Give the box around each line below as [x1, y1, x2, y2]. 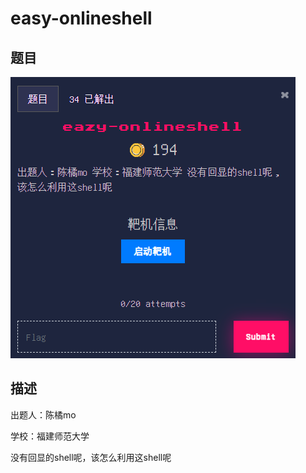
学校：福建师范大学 [10, 430, 90, 442]
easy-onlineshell [10, 7, 153, 30]
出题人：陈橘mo [10, 408, 77, 421]
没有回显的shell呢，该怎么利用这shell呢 [10, 451, 172, 463]
